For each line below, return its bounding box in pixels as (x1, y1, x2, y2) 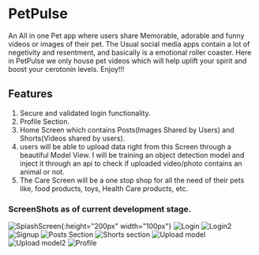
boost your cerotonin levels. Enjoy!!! (8, 64, 125, 73)
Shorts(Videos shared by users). (19, 133, 126, 143)
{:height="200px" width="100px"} (61, 222, 172, 231)
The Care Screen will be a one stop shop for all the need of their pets (19, 175, 245, 185)
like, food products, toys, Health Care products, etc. (19, 183, 189, 193)
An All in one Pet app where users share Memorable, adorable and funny (8, 31, 245, 40)
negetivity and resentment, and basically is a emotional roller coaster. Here (8, 47, 252, 57)
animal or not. (19, 167, 65, 176)
